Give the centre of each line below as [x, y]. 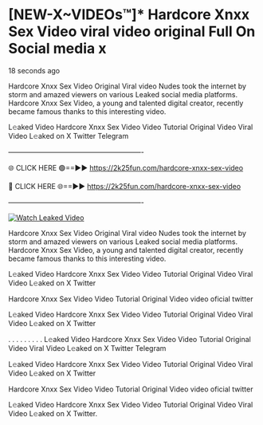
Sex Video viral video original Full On [132, 31]
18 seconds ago [34, 70]
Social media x [57, 49]
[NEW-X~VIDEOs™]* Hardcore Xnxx [129, 15]
